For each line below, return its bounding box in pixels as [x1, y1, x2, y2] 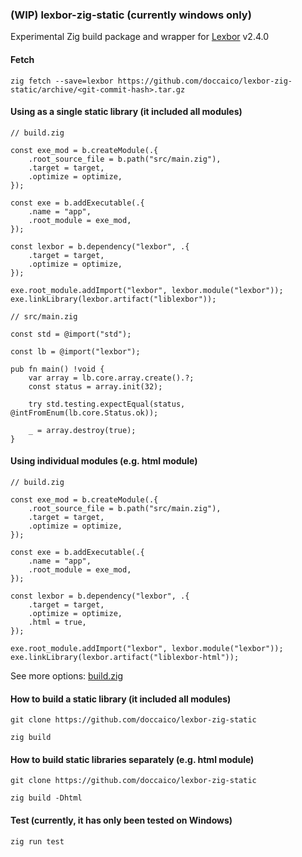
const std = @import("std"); [10, 329, 132, 339]
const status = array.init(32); [28, 381, 163, 392]
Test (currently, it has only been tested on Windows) [10, 814, 233, 826]
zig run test [10, 836, 65, 847]
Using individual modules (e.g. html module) [10, 455, 198, 467]
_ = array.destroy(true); [28, 425, 137, 435]
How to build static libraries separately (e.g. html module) [10, 753, 255, 765]
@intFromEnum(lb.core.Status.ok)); [10, 408, 159, 418]
